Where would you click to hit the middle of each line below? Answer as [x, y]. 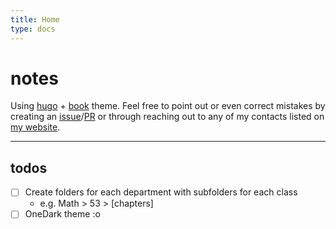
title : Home [35, 19]
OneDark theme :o [62, 214]
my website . [35, 127]
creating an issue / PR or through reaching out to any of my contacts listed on [167, 117]
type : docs [33, 29]
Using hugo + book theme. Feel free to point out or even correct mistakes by [168, 106]
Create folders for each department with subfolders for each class [161, 192]
